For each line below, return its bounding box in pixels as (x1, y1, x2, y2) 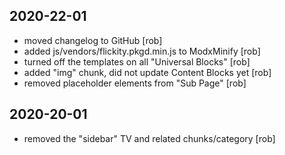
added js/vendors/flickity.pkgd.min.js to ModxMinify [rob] (23, 45, 261, 57)
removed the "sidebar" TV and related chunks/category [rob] (23, 132, 276, 144)
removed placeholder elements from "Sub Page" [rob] (23, 77, 247, 89)
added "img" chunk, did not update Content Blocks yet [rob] (23, 66, 272, 78)
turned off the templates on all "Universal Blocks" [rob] (23, 55, 251, 68)
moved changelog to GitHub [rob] (23, 34, 163, 46)
